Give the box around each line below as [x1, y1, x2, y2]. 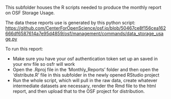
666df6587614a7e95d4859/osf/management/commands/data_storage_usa [5, 31, 164, 36]
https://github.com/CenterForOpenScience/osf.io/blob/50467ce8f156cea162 [5, 25, 166, 31]
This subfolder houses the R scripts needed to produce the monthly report [5, 5, 162, 10]
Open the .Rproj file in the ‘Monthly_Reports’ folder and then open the [12, 66, 159, 72]
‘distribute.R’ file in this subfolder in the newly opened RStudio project [12, 72, 160, 78]
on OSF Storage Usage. [5, 10, 55, 16]
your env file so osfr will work [12, 61, 75, 67]
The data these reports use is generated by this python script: [5, 20, 136, 26]
